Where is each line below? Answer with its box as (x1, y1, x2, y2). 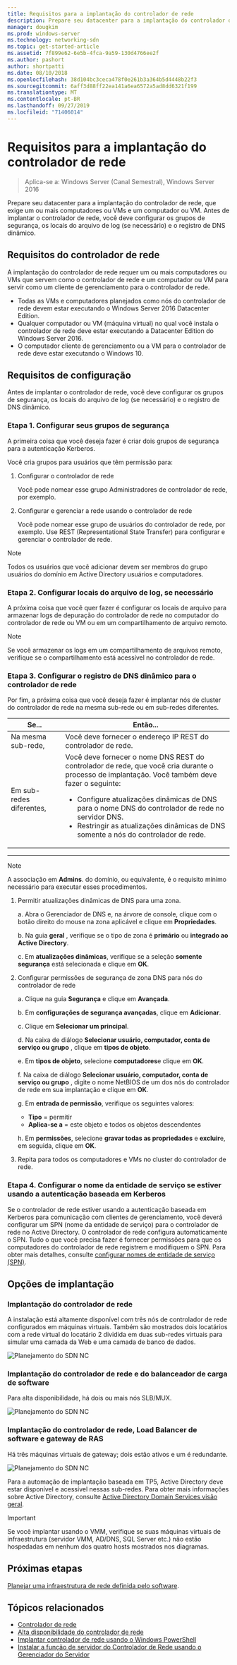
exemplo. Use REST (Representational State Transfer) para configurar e (17, 527, 226, 536)
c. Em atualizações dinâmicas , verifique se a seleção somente (17, 952, 202, 961)
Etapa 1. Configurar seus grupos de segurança (7, 420, 170, 430)
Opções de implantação (7, 1278, 114, 1290)
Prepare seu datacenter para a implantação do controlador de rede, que (7, 198, 217, 207)
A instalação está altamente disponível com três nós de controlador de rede (7, 1315, 228, 1324)
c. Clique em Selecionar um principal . (17, 1022, 129, 1031)
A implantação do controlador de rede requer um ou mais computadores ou (7, 267, 227, 276)
